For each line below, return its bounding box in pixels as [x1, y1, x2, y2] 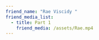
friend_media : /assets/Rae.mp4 [16, 25, 94, 31]
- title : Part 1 [11, 19, 51, 25]
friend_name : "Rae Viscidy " [5, 8, 78, 15]
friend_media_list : [5, 14, 54, 20]
